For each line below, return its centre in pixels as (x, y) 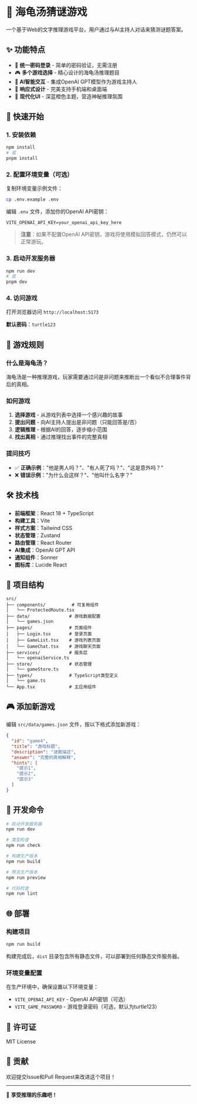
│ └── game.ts (26, 681)
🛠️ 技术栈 (23, 496)
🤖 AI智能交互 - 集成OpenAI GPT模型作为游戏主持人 (76, 81)
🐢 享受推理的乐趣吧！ (32, 1095)
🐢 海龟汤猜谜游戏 (47, 12)
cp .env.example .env (33, 200)
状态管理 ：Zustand (37, 535)
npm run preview (26, 878)
